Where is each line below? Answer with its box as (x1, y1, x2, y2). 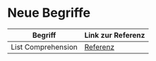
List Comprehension (11, 42, 78, 52)
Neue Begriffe (7, 5, 90, 21)
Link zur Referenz (84, 30, 145, 40)
